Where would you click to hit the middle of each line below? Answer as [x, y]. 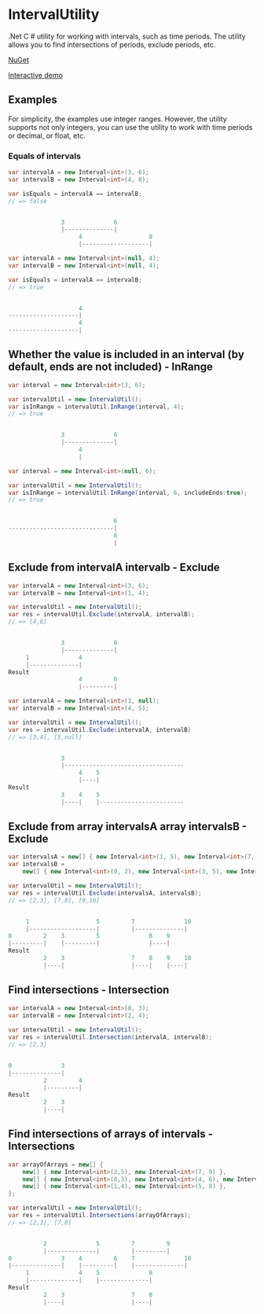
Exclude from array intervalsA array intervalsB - [128, 827]
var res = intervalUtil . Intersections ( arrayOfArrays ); [100, 1216]
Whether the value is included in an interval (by [126, 354]
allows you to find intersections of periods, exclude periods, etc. [112, 44]
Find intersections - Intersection [89, 990]
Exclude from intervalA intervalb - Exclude [114, 568]
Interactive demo [35, 75]
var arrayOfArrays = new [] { [56, 1165]
